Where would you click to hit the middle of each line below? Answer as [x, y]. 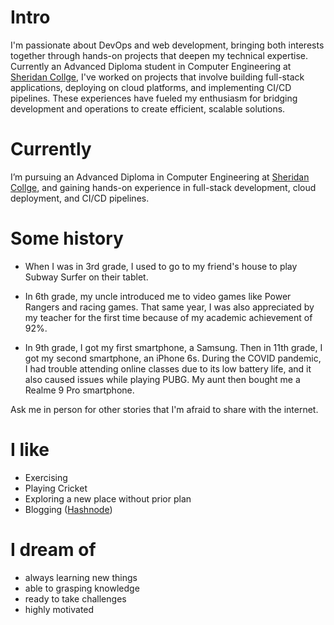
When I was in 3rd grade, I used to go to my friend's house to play [161, 266]
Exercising [46, 477]
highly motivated [59, 609]
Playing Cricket [56, 488]
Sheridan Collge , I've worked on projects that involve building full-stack [157, 77]
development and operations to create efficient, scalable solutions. [148, 108]
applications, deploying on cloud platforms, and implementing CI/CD [151, 87]
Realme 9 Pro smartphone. [79, 390]
